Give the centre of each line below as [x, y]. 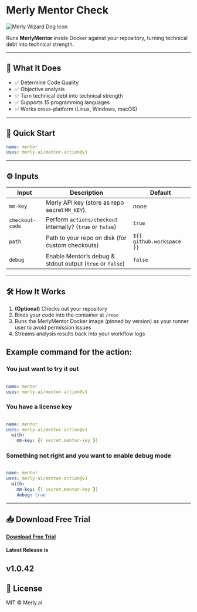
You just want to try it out [43, 369]
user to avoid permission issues [53, 327]
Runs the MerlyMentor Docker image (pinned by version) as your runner [101, 321]
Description [87, 193]
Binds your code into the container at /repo [67, 315]
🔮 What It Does [34, 68]
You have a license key [39, 407]
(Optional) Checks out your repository [61, 308]
